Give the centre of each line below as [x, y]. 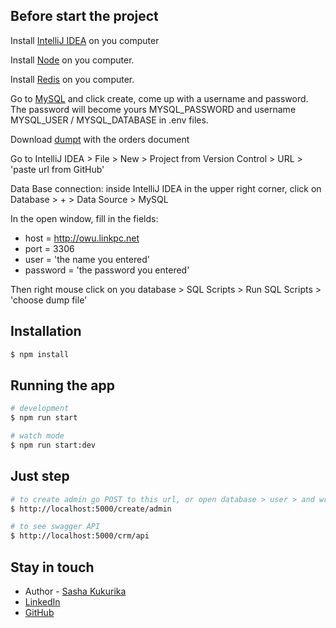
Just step [40, 476]
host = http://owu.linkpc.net [82, 238]
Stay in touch [52, 567]
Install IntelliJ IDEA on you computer [85, 40]
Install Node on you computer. [72, 60]
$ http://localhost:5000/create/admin [91, 509]
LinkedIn [42, 601]
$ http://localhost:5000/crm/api [80, 536]
